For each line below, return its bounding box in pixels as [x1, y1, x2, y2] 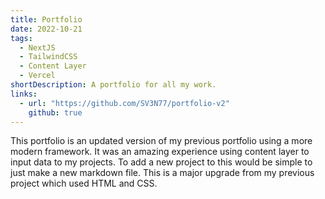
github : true [28, 107, 83, 118]
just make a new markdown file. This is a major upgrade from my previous [10, 167, 315, 179]
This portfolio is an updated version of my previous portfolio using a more [10, 135, 313, 147]
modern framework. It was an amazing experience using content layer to [10, 146, 310, 158]
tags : [10, 33, 33, 43]
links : [10, 89, 38, 99]
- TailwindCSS [19, 52, 78, 62]
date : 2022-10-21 [10, 24, 83, 34]
